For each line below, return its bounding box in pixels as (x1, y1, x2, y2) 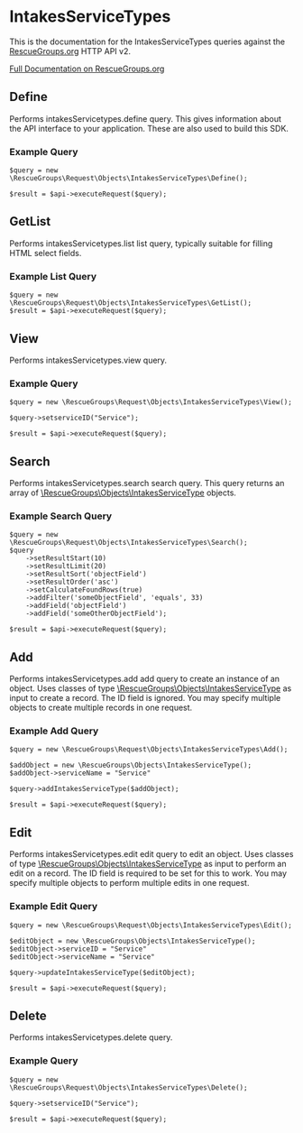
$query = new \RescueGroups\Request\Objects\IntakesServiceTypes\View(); (9, 398, 293, 407)
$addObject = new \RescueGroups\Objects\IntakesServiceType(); (9, 760, 252, 770)
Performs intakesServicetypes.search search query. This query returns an (9, 478, 285, 489)
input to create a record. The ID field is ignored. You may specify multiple (9, 693, 281, 704)
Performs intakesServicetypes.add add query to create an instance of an (9, 674, 280, 685)
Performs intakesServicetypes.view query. (9, 355, 168, 365)
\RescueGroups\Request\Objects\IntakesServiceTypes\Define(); (9, 174, 248, 183)
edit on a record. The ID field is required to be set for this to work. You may (9, 868, 287, 879)
